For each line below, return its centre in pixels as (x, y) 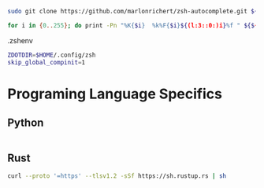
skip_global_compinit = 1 (46, 62)
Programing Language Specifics (115, 94)
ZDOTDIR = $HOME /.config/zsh (52, 55)
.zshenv (20, 40)
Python (26, 123)
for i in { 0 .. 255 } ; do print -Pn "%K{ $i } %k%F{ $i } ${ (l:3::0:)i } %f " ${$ (131, 25)
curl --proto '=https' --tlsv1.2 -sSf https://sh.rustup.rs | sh (117, 176)
